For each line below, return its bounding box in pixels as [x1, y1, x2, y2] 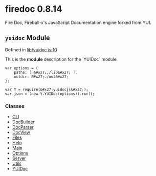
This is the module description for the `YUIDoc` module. [5, 56, 118, 62]
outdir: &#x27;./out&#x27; [14, 74, 69, 79]
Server [12, 155, 26, 161]
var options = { [5, 66, 38, 70]
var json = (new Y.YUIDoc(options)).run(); [5, 91, 95, 96]
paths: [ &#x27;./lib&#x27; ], [14, 70, 78, 75]
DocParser [12, 124, 34, 130]
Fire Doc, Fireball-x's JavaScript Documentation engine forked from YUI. [5, 20, 152, 25]
